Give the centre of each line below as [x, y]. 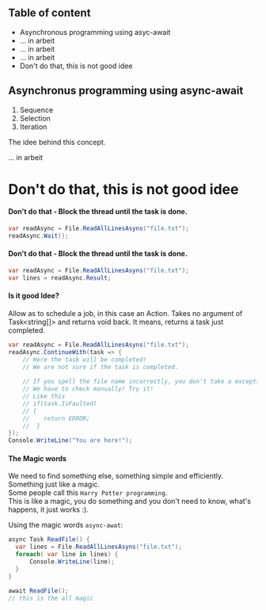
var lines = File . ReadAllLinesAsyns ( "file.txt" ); [99, 547]
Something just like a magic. [54, 484]
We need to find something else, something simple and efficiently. [116, 476]
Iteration [33, 127]
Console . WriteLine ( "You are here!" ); [70, 440]
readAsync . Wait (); [38, 236]
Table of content [49, 13]
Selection [35, 118]
